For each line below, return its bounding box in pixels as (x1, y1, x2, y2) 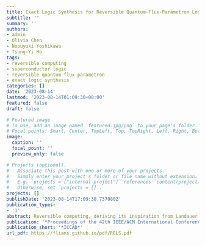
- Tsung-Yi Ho (6, 49, 43, 55)
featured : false (6, 100, 48, 106)
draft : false (6, 105, 40, 112)
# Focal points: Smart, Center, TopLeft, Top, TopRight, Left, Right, (6, 128, 190, 135)
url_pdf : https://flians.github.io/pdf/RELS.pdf (6, 230, 132, 236)
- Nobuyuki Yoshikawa (6, 43, 62, 50)
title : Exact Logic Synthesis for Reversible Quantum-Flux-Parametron (6, 9, 190, 15)
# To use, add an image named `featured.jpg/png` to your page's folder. (6, 122, 198, 129)
